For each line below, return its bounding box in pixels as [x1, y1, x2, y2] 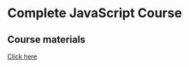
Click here [7, 52, 38, 61]
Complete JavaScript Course [7, 5, 183, 21]
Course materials [7, 33, 86, 46]
